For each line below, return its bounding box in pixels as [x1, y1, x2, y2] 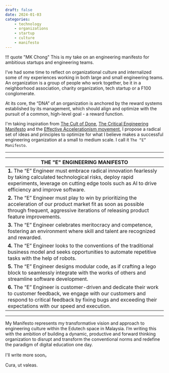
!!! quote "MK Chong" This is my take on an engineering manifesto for [5, 54, 149, 60]
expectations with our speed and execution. [8, 303, 111, 310]
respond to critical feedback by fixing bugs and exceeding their [8, 296, 157, 303]
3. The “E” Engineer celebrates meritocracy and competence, [8, 221, 153, 228]
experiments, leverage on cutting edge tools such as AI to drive [8, 180, 157, 187]
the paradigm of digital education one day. [5, 341, 93, 347]
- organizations [14, 26, 49, 31]
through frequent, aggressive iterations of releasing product [8, 207, 149, 214]
